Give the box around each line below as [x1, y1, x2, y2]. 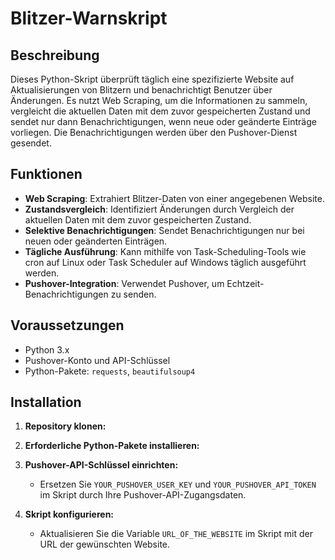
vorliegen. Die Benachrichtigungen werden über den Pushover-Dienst [10, 127, 298, 138]
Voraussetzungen [10, 317, 125, 334]
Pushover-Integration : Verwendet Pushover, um [24, 277, 225, 289]
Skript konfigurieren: [24, 508, 115, 521]
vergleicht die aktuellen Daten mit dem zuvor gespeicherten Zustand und [10, 105, 311, 117]
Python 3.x [24, 343, 70, 356]
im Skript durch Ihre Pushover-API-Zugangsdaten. [39, 489, 247, 501]
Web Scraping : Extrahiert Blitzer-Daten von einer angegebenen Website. [24, 192, 325, 204]
